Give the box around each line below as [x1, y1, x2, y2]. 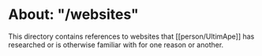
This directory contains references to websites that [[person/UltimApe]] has [8, 32, 255, 41]
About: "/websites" [8, 6, 140, 24]
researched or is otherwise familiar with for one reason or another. [8, 39, 224, 49]
